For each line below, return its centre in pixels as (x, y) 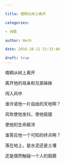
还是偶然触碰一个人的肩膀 (31, 156)
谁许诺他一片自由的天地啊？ (33, 104)
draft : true (17, 58)
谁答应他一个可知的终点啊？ (33, 135)
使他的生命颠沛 (20, 125)
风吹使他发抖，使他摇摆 (29, 114)
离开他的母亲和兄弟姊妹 (29, 83)
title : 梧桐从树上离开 (26, 14)
